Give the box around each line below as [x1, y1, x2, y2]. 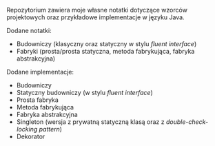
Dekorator [16, 132, 45, 140]
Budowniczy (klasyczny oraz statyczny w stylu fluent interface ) [16, 40, 197, 48]
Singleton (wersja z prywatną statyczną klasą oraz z [16, 118, 165, 126]
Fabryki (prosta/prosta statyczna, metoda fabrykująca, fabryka [16, 48, 195, 55]
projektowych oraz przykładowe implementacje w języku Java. [6, 13, 185, 21]
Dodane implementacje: [6, 68, 74, 76]
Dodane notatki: [6, 27, 52, 34]
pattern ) [39, 125, 63, 133]
